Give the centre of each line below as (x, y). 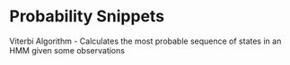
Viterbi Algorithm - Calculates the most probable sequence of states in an (145, 41)
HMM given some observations (67, 50)
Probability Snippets (87, 16)
